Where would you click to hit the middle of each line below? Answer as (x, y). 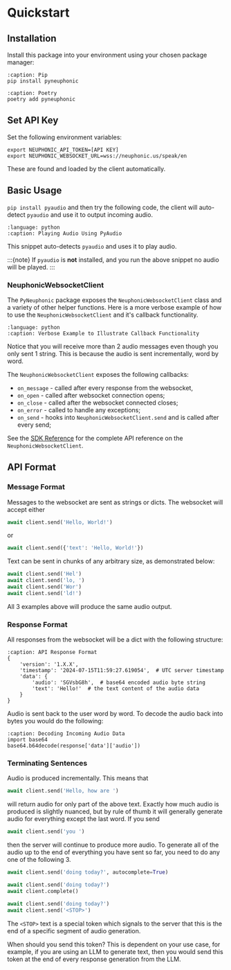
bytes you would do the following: (55, 721)
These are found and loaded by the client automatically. (86, 168)
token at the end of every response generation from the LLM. (94, 959)
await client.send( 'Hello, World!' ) (60, 522)
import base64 (28, 740)
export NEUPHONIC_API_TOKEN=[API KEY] (63, 150)
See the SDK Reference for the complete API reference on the (95, 438)
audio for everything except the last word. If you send (84, 819)
